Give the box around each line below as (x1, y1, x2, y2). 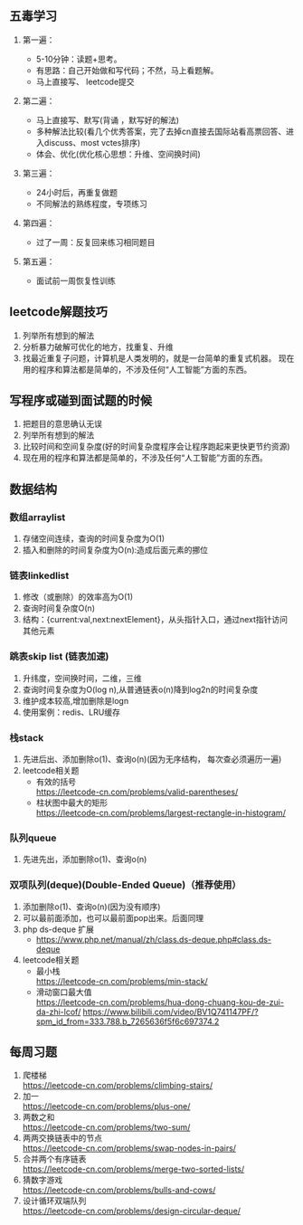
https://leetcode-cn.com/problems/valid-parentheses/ (35, 786, 239, 798)
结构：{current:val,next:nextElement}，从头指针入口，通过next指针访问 (22, 614, 288, 625)
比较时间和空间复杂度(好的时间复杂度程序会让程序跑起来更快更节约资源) (22, 442, 291, 452)
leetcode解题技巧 (9, 304, 109, 319)
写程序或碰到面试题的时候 (9, 393, 152, 409)
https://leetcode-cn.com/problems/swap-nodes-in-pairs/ (22, 1143, 237, 1154)
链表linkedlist (9, 569, 70, 582)
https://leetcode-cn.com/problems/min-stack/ (35, 975, 208, 986)
